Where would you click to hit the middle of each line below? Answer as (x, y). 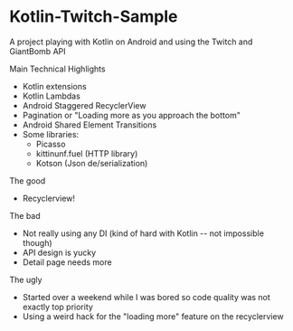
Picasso (51, 144)
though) (37, 242)
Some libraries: (51, 134)
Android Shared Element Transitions (90, 125)
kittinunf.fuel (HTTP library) (87, 153)
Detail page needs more (67, 262)
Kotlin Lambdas (52, 96)
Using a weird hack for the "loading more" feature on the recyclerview (153, 316)
